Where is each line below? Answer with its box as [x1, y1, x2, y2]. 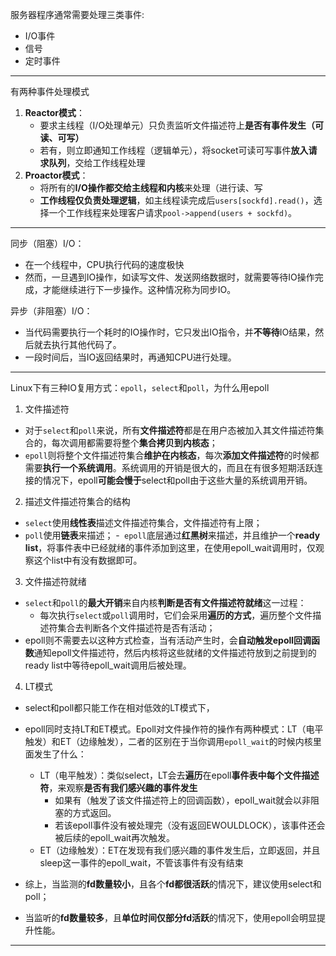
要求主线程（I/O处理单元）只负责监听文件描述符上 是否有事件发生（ [39, 119, 316, 131]
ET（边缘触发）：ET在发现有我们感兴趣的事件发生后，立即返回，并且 [39, 844, 321, 856]
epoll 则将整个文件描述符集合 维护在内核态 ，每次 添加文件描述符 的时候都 [24, 449, 320, 461]
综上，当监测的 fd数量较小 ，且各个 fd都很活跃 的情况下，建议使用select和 [24, 878, 322, 890]
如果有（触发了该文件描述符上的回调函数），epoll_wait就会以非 [54, 794, 311, 806]
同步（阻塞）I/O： [10, 238, 85, 249]
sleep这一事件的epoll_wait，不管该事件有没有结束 [39, 857, 244, 868]
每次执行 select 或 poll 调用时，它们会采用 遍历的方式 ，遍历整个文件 [39, 609, 313, 621]
